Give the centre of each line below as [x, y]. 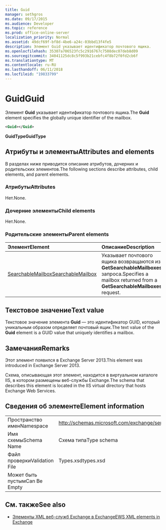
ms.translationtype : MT [30, 60]
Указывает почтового [127, 256]
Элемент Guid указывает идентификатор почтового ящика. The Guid [77, 112]
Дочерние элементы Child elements [50, 211]
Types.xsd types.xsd [82, 460]
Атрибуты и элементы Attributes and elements [80, 152]
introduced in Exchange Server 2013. [43, 366]
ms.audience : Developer [30, 24]
